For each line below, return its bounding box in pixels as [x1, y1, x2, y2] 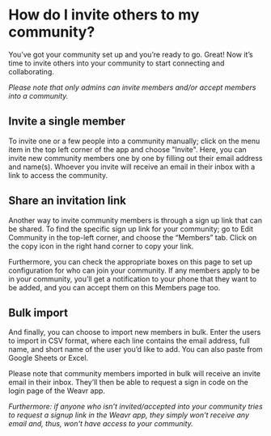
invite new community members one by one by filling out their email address [8, 153, 263, 163]
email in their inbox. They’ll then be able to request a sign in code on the [8, 378, 248, 387]
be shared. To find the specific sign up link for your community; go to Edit [8, 224, 253, 234]
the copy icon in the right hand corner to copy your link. [8, 241, 194, 251]
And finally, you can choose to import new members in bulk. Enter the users [8, 328, 261, 337]
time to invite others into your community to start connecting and [8, 58, 225, 68]
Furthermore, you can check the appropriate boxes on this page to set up [8, 256, 253, 266]
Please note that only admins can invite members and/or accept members [8, 83, 256, 92]
